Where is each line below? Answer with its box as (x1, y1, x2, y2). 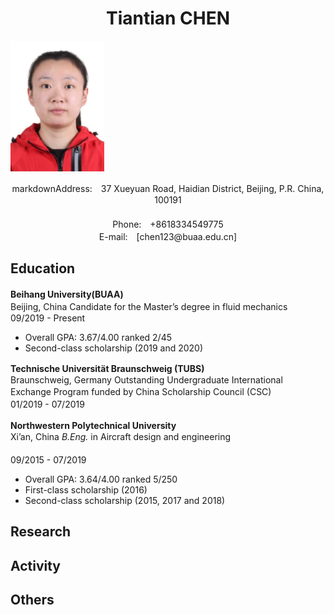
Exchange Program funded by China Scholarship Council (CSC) (10, 385, 272, 397)
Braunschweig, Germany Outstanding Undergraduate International (10, 373, 283, 386)
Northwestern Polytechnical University (10, 419, 177, 431)
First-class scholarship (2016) (24, 483, 148, 496)
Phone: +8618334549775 (112, 218, 224, 230)
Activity (10, 557, 62, 574)
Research (10, 523, 72, 541)
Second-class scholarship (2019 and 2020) (24, 342, 204, 354)
